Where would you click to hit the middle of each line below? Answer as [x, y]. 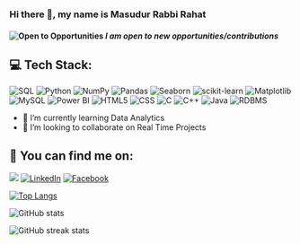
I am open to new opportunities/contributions [191, 36]
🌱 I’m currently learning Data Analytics [93, 118]
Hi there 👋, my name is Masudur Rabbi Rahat [108, 14]
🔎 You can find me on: [71, 156]
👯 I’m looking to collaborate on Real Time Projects [114, 127]
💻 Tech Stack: [51, 65]
